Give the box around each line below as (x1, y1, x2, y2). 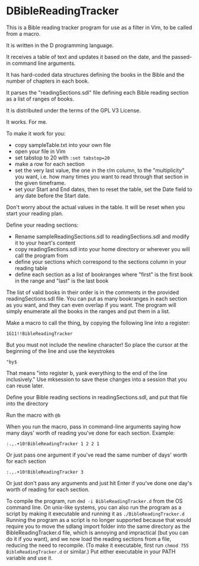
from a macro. (6, 30, 41, 37)
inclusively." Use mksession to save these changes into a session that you (6, 376, 187, 383)
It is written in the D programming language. (6, 42, 114, 49)
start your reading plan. (6, 209, 64, 217)
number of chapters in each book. (6, 77, 90, 85)
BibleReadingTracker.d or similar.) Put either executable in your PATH (6, 548, 176, 555)
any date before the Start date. (14, 192, 90, 199)
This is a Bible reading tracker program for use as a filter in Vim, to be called (6, 24, 192, 31)
